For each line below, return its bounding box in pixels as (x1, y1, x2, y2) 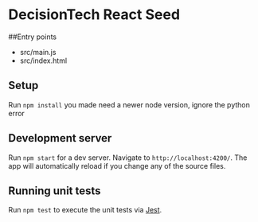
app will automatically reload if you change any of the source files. (8, 161, 226, 170)
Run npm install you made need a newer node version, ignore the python (8, 99, 251, 109)
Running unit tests (8, 184, 101, 197)
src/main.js (19, 47, 57, 56)
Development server (8, 131, 112, 145)
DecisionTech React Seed (8, 6, 181, 24)
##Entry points (8, 32, 57, 41)
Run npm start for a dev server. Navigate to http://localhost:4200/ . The (8, 153, 248, 162)
